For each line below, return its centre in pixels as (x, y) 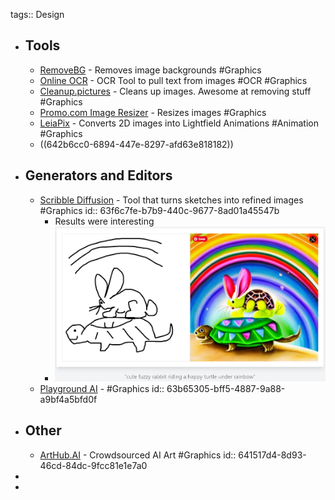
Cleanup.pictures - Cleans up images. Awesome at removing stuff (175, 91)
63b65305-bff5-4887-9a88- (226, 388)
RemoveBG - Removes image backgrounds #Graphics (150, 70)
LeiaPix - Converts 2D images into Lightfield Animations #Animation (179, 123)
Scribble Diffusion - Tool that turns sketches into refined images (171, 200)
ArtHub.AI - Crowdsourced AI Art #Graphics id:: (138, 455)
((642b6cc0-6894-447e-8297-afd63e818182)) (136, 144)
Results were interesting (104, 221)
